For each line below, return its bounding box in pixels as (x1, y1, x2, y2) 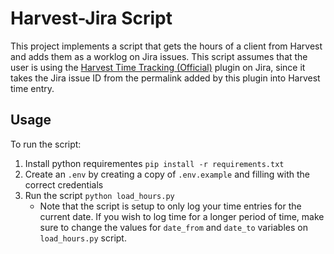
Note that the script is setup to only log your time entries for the (39, 200, 302, 212)
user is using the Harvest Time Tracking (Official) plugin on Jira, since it (10, 61, 306, 73)
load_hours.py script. (39, 232, 127, 244)
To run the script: (10, 138, 82, 150)
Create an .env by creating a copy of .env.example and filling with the (24, 168, 311, 180)
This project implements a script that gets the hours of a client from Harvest (10, 40, 323, 52)
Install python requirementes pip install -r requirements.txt (24, 157, 285, 169)
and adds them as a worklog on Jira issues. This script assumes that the (10, 50, 308, 62)
